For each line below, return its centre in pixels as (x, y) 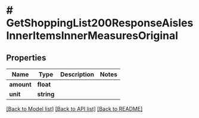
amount (20, 84)
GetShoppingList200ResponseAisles (100, 23)
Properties (26, 58)
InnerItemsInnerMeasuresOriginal (92, 36)
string (46, 94)
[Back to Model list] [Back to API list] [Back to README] (74, 109)
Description (77, 74)
